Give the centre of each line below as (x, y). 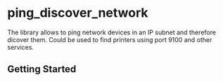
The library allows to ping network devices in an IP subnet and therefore (112, 32)
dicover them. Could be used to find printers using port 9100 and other (110, 39)
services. (20, 47)
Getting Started (42, 69)
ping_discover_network (78, 13)
